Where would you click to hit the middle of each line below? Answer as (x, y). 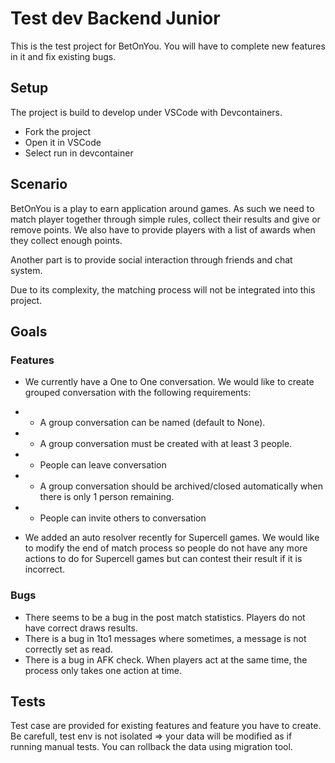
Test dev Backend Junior (115, 18)
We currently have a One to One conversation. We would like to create (169, 382)
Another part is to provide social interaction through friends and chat (151, 259)
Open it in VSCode (63, 142)
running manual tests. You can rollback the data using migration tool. (151, 747)
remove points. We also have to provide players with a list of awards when (163, 229)
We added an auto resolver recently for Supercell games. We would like (172, 538)
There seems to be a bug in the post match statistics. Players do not (165, 617)
